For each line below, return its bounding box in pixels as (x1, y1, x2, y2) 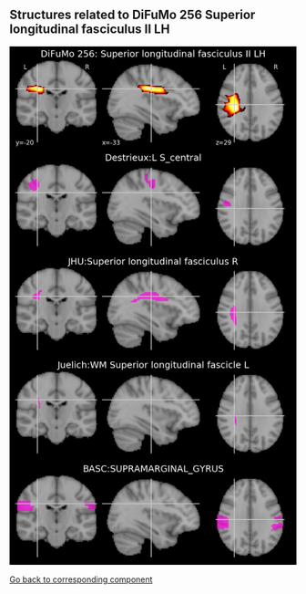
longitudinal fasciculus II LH (9, 22, 170, 37)
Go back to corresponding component (9, 574, 153, 585)
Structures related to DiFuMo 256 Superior (9, 7, 256, 23)
